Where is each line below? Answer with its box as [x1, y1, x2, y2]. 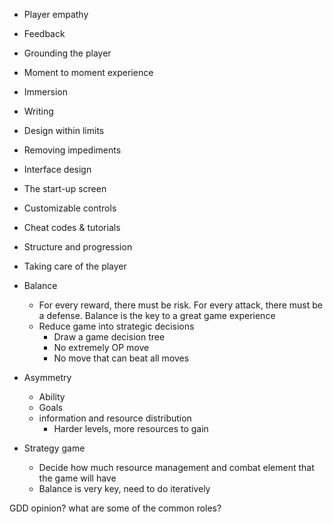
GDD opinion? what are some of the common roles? [9, 502, 222, 514]
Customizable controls [23, 202, 117, 214]
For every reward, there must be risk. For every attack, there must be [38, 299, 324, 311]
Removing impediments [23, 144, 122, 156]
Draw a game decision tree [53, 331, 166, 343]
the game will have [38, 472, 117, 484]
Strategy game [23, 442, 86, 454]
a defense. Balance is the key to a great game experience [38, 310, 276, 321]
